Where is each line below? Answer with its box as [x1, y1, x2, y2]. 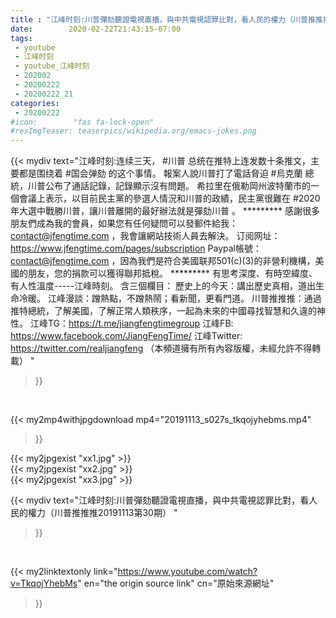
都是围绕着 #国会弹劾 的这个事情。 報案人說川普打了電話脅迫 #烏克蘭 [18, 167, 303, 180]
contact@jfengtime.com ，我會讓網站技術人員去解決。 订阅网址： [10, 230, 281, 242]
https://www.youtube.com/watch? [117, 566, 258, 578]
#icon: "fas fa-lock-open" [10, 117, 155, 127]
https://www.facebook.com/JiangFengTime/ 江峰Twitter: [10, 330, 243, 342]
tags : [10, 33, 33, 43]
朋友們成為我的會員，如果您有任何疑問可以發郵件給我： [10, 217, 238, 230]
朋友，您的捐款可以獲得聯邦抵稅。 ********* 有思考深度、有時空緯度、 [27, 267, 318, 280]
